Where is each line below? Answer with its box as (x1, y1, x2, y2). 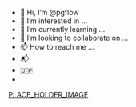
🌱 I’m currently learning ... (19, 25, 106, 34)
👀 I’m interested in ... (19, 16, 88, 26)
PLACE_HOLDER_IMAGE (8, 90, 89, 99)
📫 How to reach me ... (19, 42, 94, 51)
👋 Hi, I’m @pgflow (19, 8, 79, 17)
